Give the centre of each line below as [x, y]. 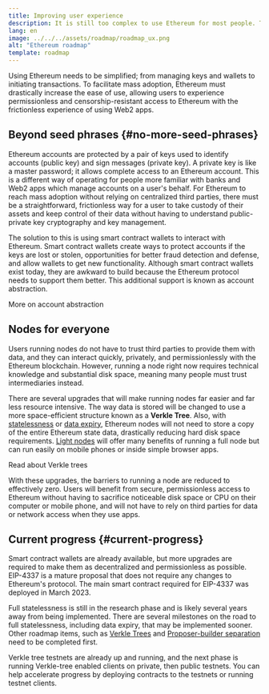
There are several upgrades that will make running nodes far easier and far [132, 398]
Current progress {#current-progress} [106, 540]
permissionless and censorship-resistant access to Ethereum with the [123, 101]
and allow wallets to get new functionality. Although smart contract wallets [131, 263]
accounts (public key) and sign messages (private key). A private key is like [132, 162]
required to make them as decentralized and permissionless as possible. [127, 567]
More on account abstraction [56, 304]
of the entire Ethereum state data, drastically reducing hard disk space [124, 432]
